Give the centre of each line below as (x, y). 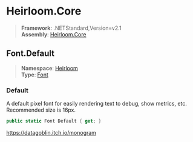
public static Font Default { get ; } (54, 121)
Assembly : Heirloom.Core (54, 34)
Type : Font (34, 75)
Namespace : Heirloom (50, 68)
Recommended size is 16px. (41, 110)
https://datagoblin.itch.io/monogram (51, 132)
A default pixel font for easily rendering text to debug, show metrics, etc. (97, 104)
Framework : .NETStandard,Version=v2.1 (71, 28)
